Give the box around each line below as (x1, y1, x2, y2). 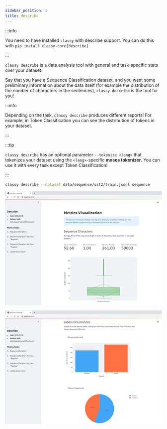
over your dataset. (5, 67, 43, 73)
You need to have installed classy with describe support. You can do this (5, 37, 154, 43)
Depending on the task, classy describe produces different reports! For (5, 112, 152, 118)
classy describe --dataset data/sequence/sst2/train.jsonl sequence (5, 182, 150, 187)
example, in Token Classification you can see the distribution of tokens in (5, 117, 155, 123)
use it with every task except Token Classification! (5, 162, 108, 168)
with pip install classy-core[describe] (5, 42, 88, 48)
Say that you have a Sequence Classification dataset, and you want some (5, 77, 156, 83)
